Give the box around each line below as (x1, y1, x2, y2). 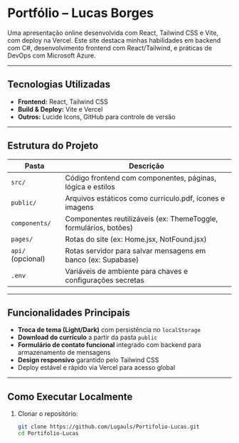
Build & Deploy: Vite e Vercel (17, 105, 103, 113)
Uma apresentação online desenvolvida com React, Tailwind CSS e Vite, (7, 28, 219, 37)
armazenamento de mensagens (17, 348, 111, 357)
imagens (65, 202, 94, 212)
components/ (11, 219, 52, 227)
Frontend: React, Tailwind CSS (17, 97, 108, 106)
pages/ (11, 235, 33, 243)
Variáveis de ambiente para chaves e (65, 266, 188, 276)
